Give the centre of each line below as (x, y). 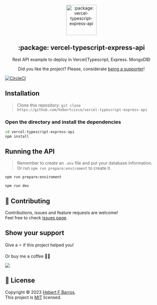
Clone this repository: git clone (49, 105)
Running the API (30, 152)
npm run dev (17, 186)
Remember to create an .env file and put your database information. (85, 163)
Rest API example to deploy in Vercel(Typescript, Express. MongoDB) (81, 59)
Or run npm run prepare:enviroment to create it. (64, 168)
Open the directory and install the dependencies (63, 122)
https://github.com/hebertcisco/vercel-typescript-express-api (82, 110)
